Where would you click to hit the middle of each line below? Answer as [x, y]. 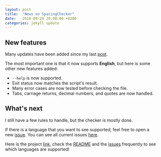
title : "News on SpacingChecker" [40, 14]
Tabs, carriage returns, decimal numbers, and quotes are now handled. [83, 93]
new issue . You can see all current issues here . [52, 135]
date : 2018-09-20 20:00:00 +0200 [41, 18]
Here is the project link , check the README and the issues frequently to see [80, 144]
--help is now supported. [37, 78]
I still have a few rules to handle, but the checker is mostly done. [69, 120]
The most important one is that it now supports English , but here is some [78, 64]
